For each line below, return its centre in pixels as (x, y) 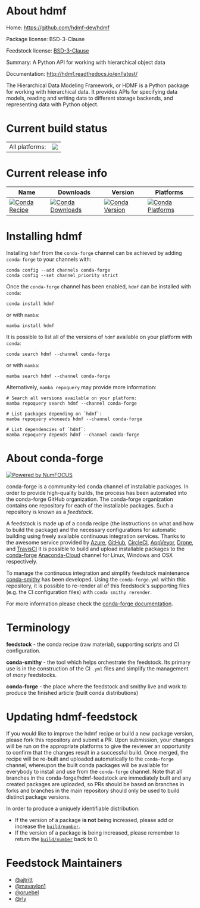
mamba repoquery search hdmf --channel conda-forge (71, 403)
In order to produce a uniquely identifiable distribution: (73, 808)
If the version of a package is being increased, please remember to (97, 832)
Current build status (57, 129)
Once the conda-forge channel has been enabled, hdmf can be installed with (99, 286)
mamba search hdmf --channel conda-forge (58, 376)
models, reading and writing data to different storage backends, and (90, 98)
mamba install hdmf (30, 326)
